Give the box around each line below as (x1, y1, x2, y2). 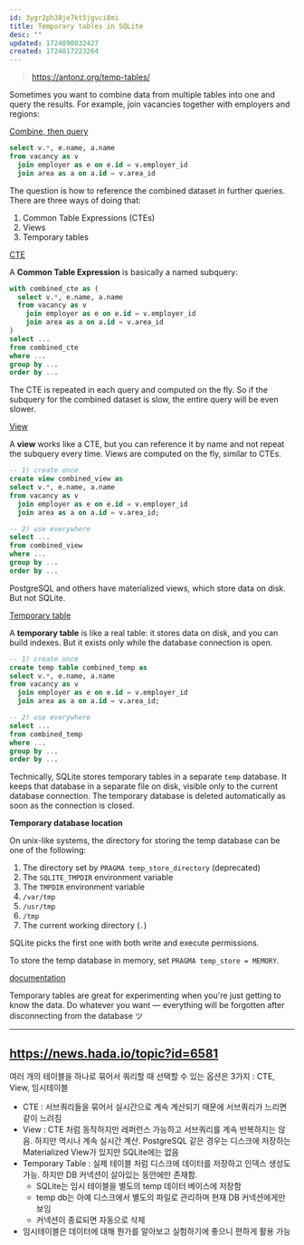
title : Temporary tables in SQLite (9, 22, 144, 31)
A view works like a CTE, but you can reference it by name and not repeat (9, 439, 285, 450)
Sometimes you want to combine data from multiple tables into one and (9, 90, 276, 100)
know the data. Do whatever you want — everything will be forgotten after (9, 1000, 285, 1011)
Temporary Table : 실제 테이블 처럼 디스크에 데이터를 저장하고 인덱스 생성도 (22, 1158, 291, 1169)
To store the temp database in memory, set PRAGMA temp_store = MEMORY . (9, 955, 280, 966)
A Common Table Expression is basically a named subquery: (9, 266, 238, 277)
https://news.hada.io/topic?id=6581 (9, 1046, 219, 1061)
